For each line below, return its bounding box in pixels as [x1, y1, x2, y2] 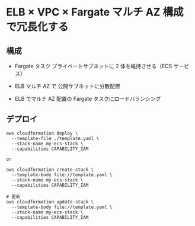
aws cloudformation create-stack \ [6, 167, 94, 173]
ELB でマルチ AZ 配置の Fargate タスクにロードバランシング [14, 96, 161, 102]
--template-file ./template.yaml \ [11, 135, 100, 141]
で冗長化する [6, 20, 69, 34]
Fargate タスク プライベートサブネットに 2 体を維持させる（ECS [14, 63, 172, 69]
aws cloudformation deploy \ [6, 130, 78, 136]
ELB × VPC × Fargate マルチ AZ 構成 [6, 5, 184, 19]
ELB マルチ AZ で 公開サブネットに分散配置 [14, 82, 120, 90]
